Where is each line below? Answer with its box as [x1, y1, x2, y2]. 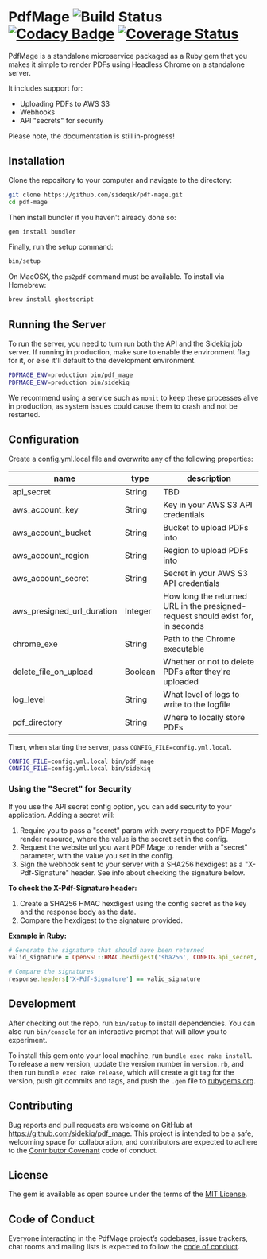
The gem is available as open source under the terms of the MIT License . [8, 1189, 248, 1199]
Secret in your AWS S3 [163, 568, 249, 579]
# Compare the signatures [8, 968, 94, 976]
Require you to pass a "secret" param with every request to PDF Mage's [19, 825, 256, 835]
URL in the [163, 600, 203, 611]
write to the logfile [163, 699, 231, 710]
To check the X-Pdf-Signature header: [8, 883, 137, 893]
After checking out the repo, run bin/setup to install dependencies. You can [8, 1018, 256, 1028]
